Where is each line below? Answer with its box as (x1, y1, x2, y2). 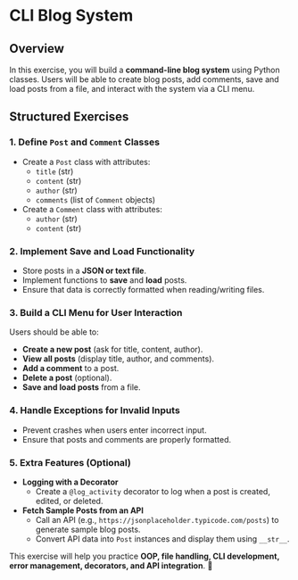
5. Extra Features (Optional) (9, 456, 131, 468)
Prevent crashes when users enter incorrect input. (21, 425, 207, 435)
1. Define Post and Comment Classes (9, 136, 161, 148)
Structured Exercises (9, 109, 129, 125)
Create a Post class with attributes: (21, 156, 151, 167)
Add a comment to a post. (21, 363, 120, 374)
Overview (9, 41, 65, 56)
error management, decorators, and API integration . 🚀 (9, 559, 213, 571)
